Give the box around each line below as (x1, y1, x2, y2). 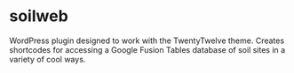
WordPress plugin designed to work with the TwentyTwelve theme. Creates (9, 35, 285, 46)
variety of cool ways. (9, 54, 86, 64)
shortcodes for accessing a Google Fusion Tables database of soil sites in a (9, 44, 286, 55)
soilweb (9, 6, 68, 26)
